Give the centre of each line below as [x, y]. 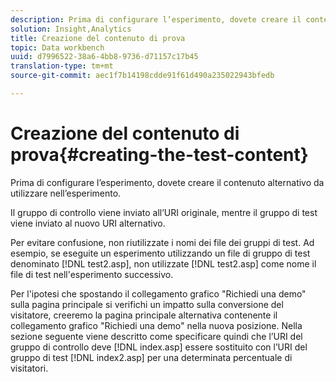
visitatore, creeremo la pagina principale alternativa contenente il [144, 315]
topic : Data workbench [57, 47]
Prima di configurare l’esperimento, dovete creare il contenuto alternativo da [167, 182]
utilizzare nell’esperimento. [66, 193]
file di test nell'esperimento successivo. [92, 274]
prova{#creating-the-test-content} [159, 155]
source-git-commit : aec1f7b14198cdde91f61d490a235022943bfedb [142, 76]
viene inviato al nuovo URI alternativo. [88, 223]
